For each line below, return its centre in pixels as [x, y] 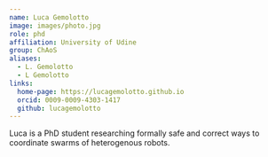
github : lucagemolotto [59, 108]
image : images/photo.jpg [55, 26]
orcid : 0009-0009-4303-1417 [69, 100]
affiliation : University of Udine [73, 42]
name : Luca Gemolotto [49, 17]
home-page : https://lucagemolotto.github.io [101, 91]
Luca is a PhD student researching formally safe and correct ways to [134, 133]
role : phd [28, 34]
